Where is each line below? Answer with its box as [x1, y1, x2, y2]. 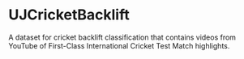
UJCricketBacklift [8, 6, 130, 24]
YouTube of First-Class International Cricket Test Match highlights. [8, 40, 230, 50]
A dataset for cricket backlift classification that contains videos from [8, 32, 237, 42]
